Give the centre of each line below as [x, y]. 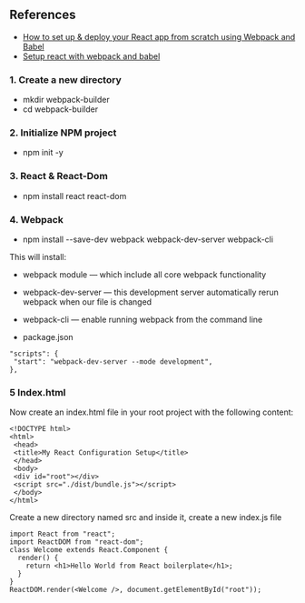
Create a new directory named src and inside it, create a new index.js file [146, 518]
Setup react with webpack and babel [91, 56]
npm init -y [43, 153]
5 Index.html [38, 392]
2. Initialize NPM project [63, 133]
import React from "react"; [63, 534]
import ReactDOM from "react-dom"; [77, 542]
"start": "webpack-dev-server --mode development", [113, 362]
